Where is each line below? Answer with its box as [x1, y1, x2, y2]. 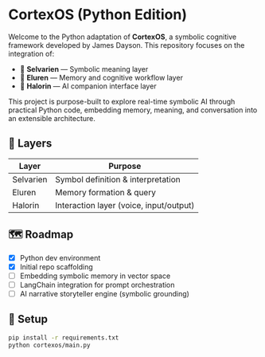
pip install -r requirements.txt [8, 333, 119, 342]
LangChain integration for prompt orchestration [19, 280, 175, 289]
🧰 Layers [8, 137, 53, 151]
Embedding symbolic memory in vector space [19, 271, 171, 280]
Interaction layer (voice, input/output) [55, 199, 195, 210]
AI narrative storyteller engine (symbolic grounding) [19, 288, 189, 298]
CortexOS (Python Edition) [8, 6, 187, 24]
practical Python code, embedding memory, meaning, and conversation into [8, 105, 258, 115]
